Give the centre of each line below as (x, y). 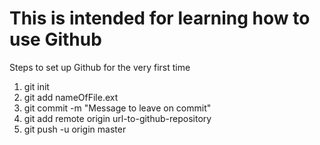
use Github (55, 39)
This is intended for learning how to (160, 18)
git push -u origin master (75, 129)
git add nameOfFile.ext (71, 97)
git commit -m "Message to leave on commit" (117, 108)
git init (36, 86)
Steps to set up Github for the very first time (100, 67)
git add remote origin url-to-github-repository (117, 118)
